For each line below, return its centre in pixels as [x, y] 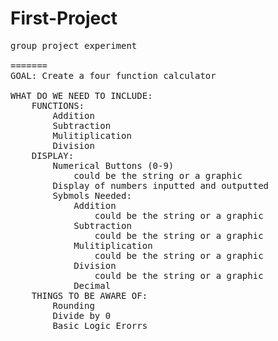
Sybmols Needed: [92, 195]
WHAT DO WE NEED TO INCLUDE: [81, 95]
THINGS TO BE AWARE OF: [89, 295]
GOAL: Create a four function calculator [113, 75]
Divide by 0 [82, 315]
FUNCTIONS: [58, 105]
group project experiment [74, 45]
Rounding [73, 305]
